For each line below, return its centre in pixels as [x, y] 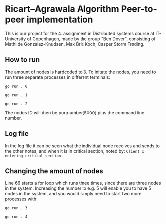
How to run [23, 60]
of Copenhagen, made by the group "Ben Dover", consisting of [91, 39]
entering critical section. [34, 156]
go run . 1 [16, 95]
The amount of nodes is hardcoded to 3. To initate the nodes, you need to [81, 72]
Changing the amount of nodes [54, 171]
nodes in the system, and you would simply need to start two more [73, 194]
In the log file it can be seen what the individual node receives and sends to [83, 146]
